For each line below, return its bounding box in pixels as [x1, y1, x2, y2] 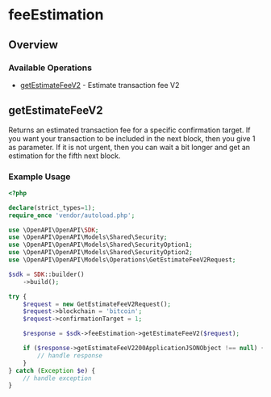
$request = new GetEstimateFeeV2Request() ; [23, 300, 172, 308]
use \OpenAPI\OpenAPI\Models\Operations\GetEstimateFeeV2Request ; [8, 256, 236, 264]
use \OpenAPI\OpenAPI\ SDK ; [8, 226, 99, 234]
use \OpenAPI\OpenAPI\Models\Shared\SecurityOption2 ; [8, 249, 194, 257]
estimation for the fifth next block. [8, 151, 121, 161]
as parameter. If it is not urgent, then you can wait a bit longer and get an [8, 142, 251, 152]
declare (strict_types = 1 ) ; [8, 203, 95, 211]
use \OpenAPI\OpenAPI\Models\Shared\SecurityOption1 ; [8, 240, 194, 249]
